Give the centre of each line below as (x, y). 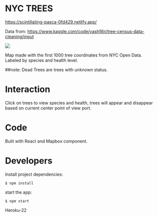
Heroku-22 (16, 210)
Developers (29, 161)
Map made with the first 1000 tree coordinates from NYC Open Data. (74, 55)
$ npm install (19, 183)
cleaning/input (19, 36)
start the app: (18, 192)
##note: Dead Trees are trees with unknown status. (56, 70)
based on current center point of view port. (48, 108)
